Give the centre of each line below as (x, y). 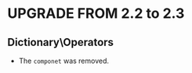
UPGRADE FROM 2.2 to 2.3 (96, 14)
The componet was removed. (64, 61)
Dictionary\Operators (61, 42)
